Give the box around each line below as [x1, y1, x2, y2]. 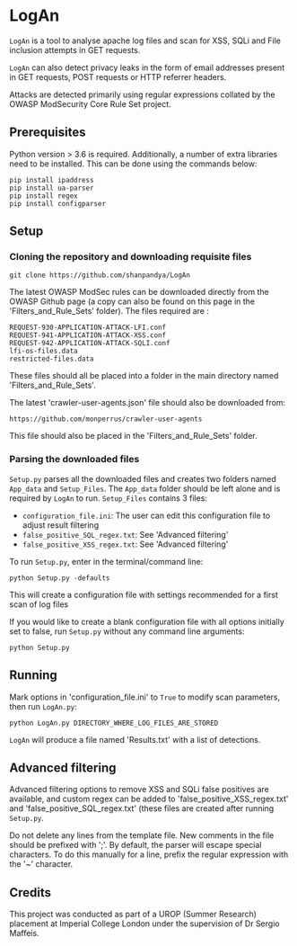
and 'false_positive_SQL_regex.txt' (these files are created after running [9, 803, 275, 814]
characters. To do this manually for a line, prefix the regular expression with [9, 849, 289, 860]
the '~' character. [9, 859, 74, 870]
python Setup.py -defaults [9, 573, 110, 583]
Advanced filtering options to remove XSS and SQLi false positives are [9, 784, 269, 795]
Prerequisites [9, 125, 86, 140]
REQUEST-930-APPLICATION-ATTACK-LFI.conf [9, 323, 167, 333]
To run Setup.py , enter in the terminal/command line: [9, 556, 204, 567]
